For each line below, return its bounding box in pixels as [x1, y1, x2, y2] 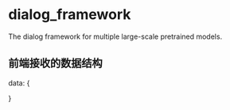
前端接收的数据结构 [8, 57, 103, 70]
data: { [8, 78, 30, 88]
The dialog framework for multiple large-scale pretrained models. [8, 32, 223, 41]
